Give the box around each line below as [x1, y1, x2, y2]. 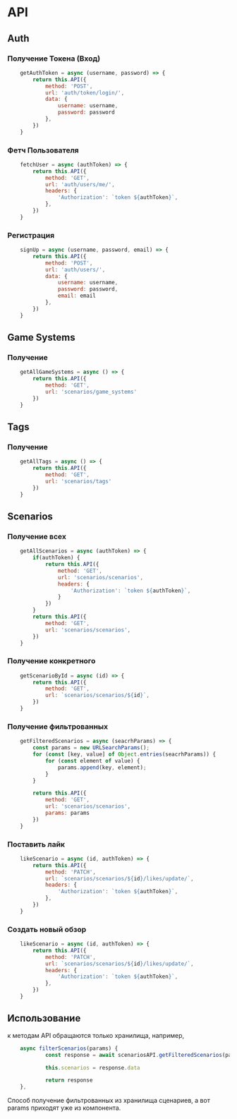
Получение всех [7, 531, 67, 541]
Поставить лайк [7, 839, 66, 849]
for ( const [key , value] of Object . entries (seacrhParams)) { [32, 751, 217, 758]
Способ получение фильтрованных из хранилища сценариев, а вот [7, 1096, 210, 1105]
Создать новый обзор [7, 924, 87, 934]
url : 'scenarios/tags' [44, 478, 112, 485]
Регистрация [7, 230, 55, 240]
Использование [7, 1012, 81, 1024]
